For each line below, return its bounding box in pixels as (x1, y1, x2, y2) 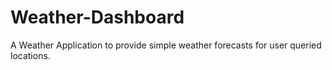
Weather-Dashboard (10, 6, 185, 29)
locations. (10, 49, 51, 61)
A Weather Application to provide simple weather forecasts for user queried (10, 39, 322, 51)
